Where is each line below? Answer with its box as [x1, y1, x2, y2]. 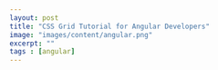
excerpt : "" [9, 38, 55, 48]
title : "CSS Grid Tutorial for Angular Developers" [9, 22, 210, 31]
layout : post [9, 13, 59, 23]
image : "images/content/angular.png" [9, 30, 153, 39]
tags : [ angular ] [9, 47, 76, 56]
